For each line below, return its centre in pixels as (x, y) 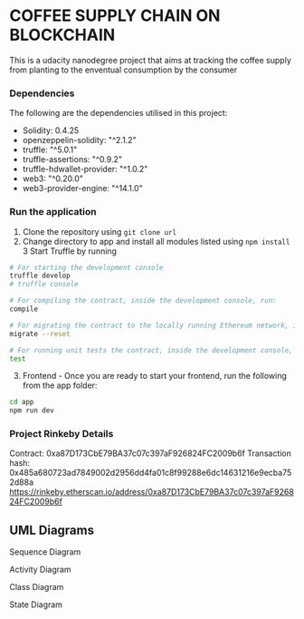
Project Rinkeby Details (62, 434)
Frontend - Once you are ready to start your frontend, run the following (155, 376)
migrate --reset (40, 334)
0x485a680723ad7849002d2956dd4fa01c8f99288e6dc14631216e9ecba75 (151, 473)
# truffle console (44, 285)
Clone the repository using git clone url (100, 231)
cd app (22, 402)
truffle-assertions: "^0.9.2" (72, 160)
